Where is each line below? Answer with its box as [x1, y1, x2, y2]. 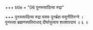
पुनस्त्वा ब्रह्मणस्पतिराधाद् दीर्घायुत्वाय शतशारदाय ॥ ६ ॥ [5, 20, 88, 25]
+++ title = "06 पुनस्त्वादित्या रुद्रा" [5, 5, 65, 10]
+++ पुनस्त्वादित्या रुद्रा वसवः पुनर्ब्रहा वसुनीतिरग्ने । [5, 14, 84, 20]
